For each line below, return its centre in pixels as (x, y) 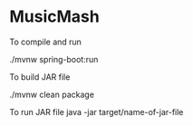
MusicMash (54, 17)
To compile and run (45, 42)
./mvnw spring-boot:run (54, 59)
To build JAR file (40, 77)
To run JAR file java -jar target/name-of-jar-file (96, 111)
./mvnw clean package (52, 94)
